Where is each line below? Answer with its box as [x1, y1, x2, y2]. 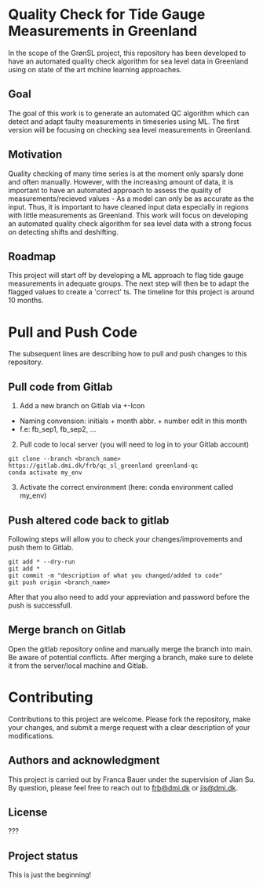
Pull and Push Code [8, 323, 137, 341]
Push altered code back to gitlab [8, 513, 170, 527]
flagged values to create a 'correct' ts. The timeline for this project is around [8, 287, 255, 297]
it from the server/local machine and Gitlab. [8, 661, 148, 670]
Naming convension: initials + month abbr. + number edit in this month [19, 416, 247, 425]
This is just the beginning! [8, 870, 92, 880]
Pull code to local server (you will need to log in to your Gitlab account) [19, 440, 250, 449]
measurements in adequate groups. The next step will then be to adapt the [8, 279, 250, 288]
